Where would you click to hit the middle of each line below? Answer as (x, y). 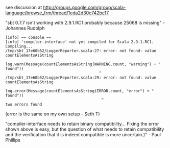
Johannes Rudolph (25, 28)
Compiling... (19, 46)
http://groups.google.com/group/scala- (84, 7)
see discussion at (24, 7)
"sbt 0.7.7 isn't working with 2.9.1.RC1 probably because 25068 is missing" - (85, 23)
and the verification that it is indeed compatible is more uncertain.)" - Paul (83, 134)
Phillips (13, 140)
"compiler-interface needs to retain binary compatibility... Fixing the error (82, 124)
